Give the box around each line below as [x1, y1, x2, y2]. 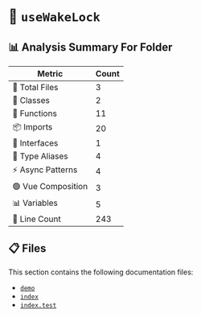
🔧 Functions [12, 108, 58, 119]
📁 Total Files [12, 82, 59, 93]
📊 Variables [12, 197, 59, 208]
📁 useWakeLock [8, 7, 100, 26]
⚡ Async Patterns [12, 164, 78, 175]
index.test [19, 301, 57, 309]
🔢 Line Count [12, 213, 62, 224]
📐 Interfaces [12, 138, 59, 148]
